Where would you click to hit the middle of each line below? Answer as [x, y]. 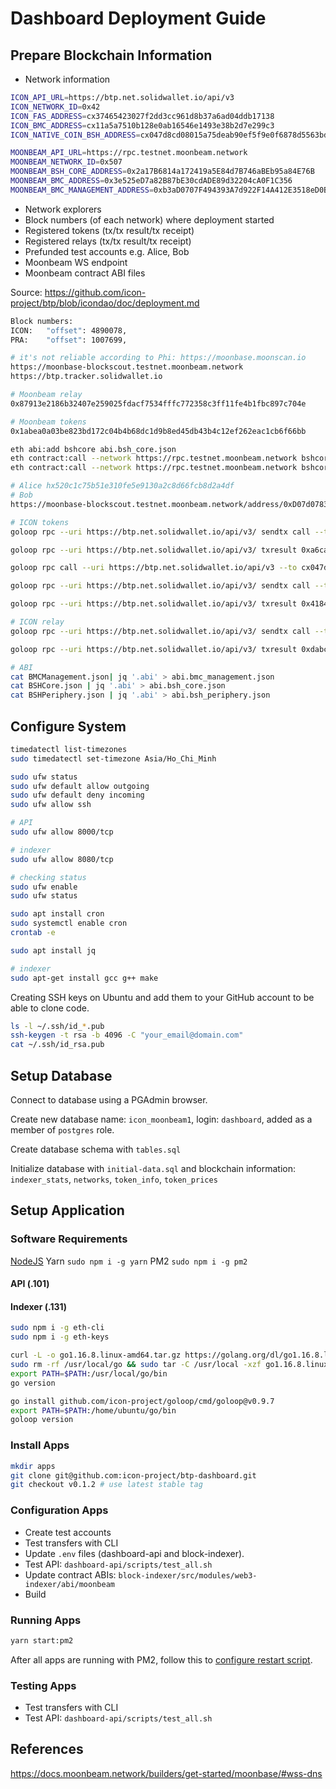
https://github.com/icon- [95, 292]
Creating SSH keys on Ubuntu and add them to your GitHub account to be [162, 997]
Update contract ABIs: [70, 1574]
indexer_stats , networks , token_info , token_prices [114, 1179]
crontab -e [33, 933]
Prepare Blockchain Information [111, 55]
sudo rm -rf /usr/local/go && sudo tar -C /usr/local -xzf [136, 1365]
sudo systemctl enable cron [69, 923]
